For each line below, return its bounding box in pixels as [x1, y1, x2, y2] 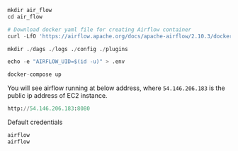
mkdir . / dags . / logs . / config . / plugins [7, 45, 129, 52]
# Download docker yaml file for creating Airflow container [7, 26, 192, 33]
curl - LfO [7, 33, 37, 40]
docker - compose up [7, 71, 62, 78]
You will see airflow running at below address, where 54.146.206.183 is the [7, 84, 225, 92]
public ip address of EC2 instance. [7, 91, 108, 100]
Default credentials [7, 118, 63, 126]
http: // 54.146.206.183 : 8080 [7, 105, 91, 113]
